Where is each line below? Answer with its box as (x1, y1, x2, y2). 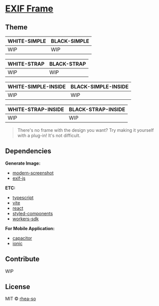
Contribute (5, 255, 40, 264)
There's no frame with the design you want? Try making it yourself (17, 127, 154, 133)
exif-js (12, 175, 26, 181)
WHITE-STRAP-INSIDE (7, 106, 64, 113)
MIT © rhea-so (5, 296, 36, 302)
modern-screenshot (12, 170, 54, 176)
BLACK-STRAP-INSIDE (69, 106, 126, 113)
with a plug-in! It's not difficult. (17, 133, 81, 138)
